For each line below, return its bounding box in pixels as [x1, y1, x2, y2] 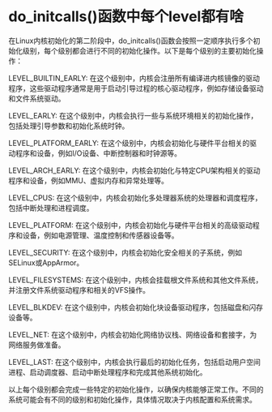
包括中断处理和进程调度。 [8, 203, 94, 212]
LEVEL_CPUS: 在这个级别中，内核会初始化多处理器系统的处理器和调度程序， [8, 192, 262, 203]
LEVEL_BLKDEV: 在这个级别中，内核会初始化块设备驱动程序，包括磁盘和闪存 [8, 302, 263, 312]
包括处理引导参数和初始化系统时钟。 [8, 121, 130, 131]
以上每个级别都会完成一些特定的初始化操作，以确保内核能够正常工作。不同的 [8, 384, 264, 394]
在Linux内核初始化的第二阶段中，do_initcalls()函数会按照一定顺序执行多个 [8, 36, 253, 45]
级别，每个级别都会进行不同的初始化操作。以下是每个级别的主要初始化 [22, 45, 257, 55]
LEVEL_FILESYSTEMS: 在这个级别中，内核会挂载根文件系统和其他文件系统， [8, 275, 263, 285]
